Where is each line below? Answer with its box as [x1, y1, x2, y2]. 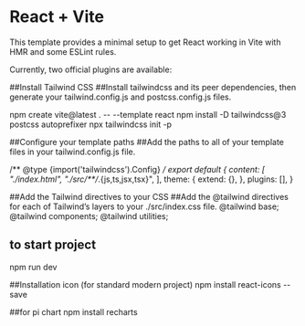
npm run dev [9, 261, 58, 272]
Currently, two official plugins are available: [9, 64, 173, 75]
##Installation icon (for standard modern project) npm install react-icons [9, 279, 281, 289]
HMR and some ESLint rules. [9, 46, 117, 57]
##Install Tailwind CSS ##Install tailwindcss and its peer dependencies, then [9, 81, 297, 92]
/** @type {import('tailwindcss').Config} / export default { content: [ [9, 163, 266, 174]
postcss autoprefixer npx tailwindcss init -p [9, 119, 172, 130]
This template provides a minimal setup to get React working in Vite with [9, 37, 281, 47]
